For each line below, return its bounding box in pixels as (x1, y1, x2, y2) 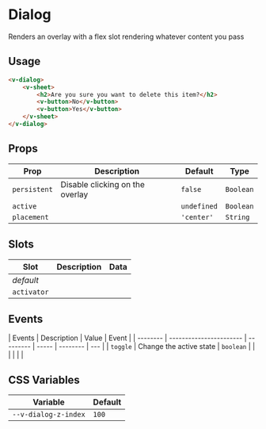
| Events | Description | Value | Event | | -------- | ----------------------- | (8, 333, 247, 343)
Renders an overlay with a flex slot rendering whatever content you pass (8, 32, 245, 41)
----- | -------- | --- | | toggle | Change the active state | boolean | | (36, 342, 256, 351)
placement (12, 213, 49, 221)
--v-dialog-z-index (12, 410, 85, 419)
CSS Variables (8, 373, 81, 386)
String (225, 213, 250, 221)
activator (12, 287, 49, 297)
